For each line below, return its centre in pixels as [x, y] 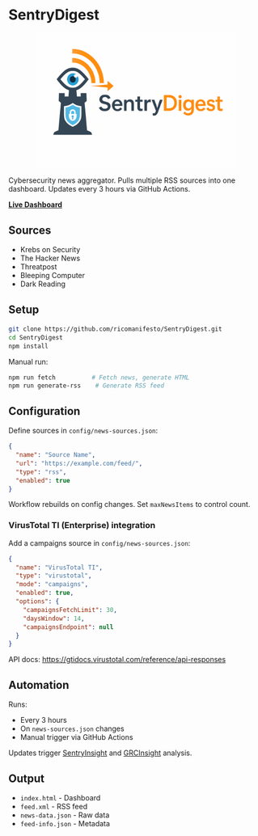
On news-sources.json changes [72, 728]
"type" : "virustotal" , [54, 576]
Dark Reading [43, 284]
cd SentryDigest [36, 337]
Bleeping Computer [53, 276]
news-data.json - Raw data [65, 815]
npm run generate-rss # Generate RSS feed [86, 386]
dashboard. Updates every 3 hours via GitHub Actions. [99, 189]
